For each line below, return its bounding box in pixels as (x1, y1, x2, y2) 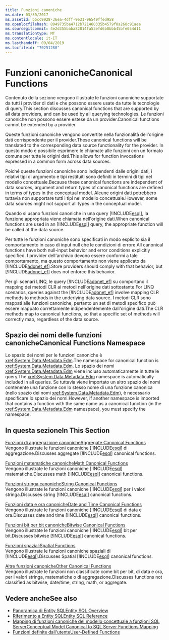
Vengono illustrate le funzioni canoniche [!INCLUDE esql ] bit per (5, 527, 137, 534)
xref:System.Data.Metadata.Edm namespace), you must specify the (5, 406, 146, 412)
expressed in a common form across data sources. (5, 158, 111, 164)
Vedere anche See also (5, 594, 77, 602)
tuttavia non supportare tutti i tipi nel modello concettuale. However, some (5, 195, 158, 201)
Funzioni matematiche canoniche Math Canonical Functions (5, 460, 128, 467)
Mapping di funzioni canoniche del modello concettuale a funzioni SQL (12, 618, 160, 624)
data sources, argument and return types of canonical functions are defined (5, 184, 163, 190)
